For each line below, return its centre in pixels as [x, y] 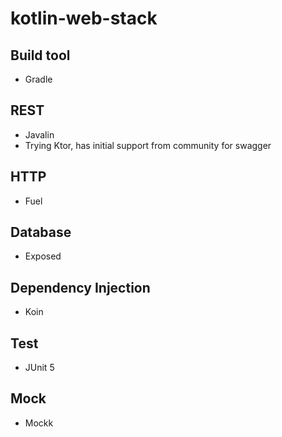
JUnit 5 [39, 368]
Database [41, 232]
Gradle [38, 79]
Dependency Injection [80, 287]
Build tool [40, 55]
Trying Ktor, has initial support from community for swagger [148, 145]
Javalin [39, 134]
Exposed [43, 256]
